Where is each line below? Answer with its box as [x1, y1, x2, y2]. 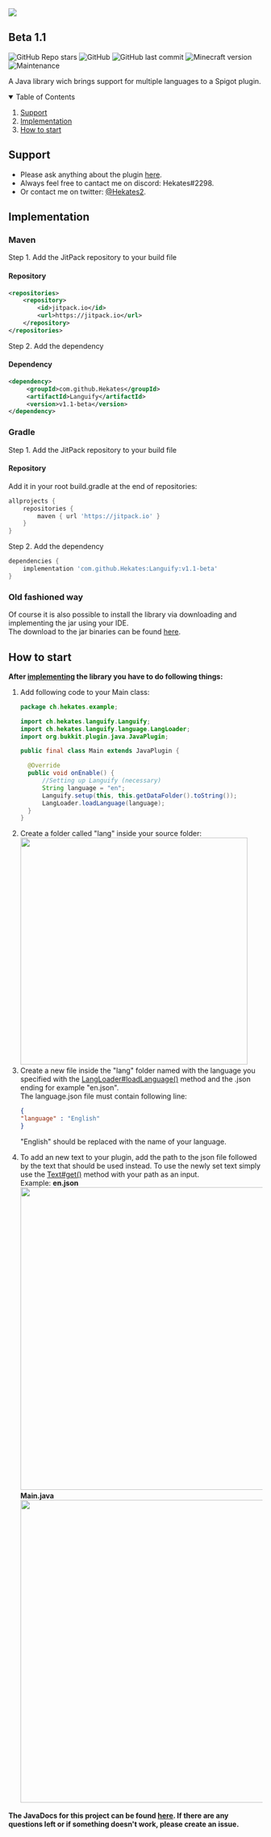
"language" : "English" [19, 1115, 101, 1123]
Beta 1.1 [8, 31, 47, 44]
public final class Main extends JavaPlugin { [19, 747, 180, 755]
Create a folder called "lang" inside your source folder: [19, 829, 202, 839]
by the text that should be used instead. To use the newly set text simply [19, 1161, 261, 1170]
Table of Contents [15, 92, 75, 102]
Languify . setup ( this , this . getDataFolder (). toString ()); [41, 791, 238, 800]
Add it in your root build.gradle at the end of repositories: [8, 481, 198, 491]
